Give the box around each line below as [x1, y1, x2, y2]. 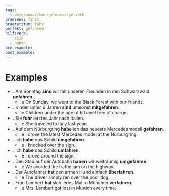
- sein [10, 36, 24, 41]
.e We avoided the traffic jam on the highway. [20, 164, 115, 170]
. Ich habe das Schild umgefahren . [12, 137, 86, 143]
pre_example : [5, 45, 33, 50]
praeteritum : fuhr [5, 21, 44, 27]
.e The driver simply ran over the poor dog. [20, 174, 110, 180]
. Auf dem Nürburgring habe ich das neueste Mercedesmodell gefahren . [12, 126, 164, 132]
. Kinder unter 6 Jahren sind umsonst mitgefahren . [12, 104, 120, 110]
